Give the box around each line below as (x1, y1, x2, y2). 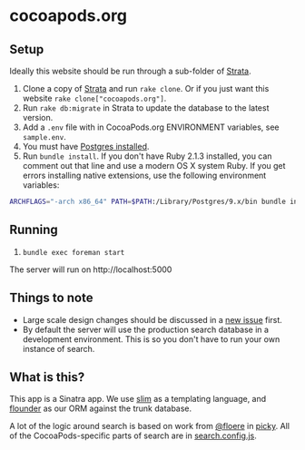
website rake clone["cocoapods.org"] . (22, 93, 167, 103)
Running (9, 222, 59, 238)
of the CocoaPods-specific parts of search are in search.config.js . (9, 430, 257, 441)
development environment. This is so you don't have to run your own (22, 333, 280, 345)
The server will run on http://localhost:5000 (9, 264, 172, 275)
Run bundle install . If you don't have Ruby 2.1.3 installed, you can (22, 151, 272, 161)
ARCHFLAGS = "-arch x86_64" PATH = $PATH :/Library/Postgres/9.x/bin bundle (9, 197, 286, 206)
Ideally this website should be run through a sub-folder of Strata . (9, 65, 251, 76)
